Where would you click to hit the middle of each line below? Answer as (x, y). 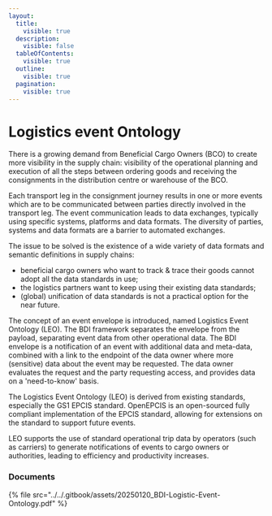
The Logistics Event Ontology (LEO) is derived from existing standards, (127, 397)
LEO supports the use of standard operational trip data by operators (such (132, 439)
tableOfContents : (45, 54)
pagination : (36, 84)
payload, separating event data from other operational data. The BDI (123, 338)
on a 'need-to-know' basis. (54, 381)
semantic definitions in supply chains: (71, 255)
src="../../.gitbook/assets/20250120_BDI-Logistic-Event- (126, 494)
